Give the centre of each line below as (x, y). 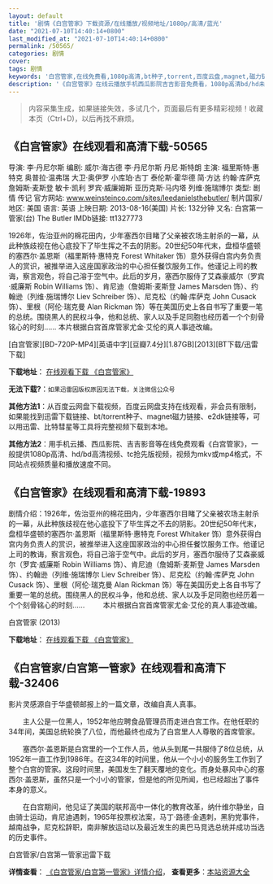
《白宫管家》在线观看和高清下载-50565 (108, 146)
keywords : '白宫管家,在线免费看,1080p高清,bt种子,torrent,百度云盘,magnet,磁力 (135, 76)
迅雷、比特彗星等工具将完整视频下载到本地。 (97, 427)
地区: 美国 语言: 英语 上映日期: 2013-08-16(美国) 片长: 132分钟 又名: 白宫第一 (136, 208)
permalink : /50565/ (41, 46)
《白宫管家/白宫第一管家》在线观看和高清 (112, 668)
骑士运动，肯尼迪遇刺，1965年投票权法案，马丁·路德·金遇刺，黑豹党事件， (139, 817)
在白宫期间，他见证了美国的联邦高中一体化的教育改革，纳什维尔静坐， (140, 807)
